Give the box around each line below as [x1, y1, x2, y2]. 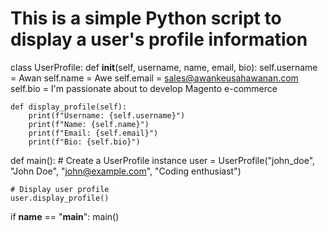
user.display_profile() [10, 193, 110, 203]
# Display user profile [10, 184, 110, 194]
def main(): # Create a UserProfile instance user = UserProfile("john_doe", [10, 154, 316, 166]
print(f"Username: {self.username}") [28, 110, 186, 121]
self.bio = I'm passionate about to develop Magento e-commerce [10, 82, 278, 94]
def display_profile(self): [10, 102, 128, 112]
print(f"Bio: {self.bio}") [28, 137, 141, 147]
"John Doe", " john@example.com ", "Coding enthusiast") [10, 165, 242, 177]
